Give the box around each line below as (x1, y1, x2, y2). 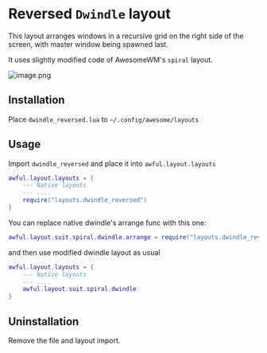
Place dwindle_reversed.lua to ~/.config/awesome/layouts (8, 114, 199, 124)
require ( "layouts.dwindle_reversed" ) (22, 196, 148, 204)
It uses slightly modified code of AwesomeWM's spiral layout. (8, 55, 213, 64)
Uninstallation (8, 315, 79, 328)
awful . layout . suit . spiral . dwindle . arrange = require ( (8, 233, 191, 241)
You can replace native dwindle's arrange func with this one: (8, 218, 207, 227)
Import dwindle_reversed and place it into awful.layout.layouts (8, 158, 216, 168)
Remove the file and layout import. (8, 336, 121, 345)
